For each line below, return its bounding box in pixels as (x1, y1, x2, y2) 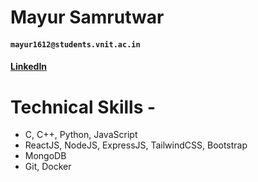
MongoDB (24, 150, 67, 162)
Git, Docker (24, 161, 72, 173)
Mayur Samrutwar (10, 6, 165, 29)
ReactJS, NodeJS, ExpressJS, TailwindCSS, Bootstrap (24, 139, 248, 151)
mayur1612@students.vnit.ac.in (10, 39, 141, 50)
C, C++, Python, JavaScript (24, 129, 138, 141)
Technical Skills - (10, 96, 157, 118)
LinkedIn (10, 61, 48, 73)
